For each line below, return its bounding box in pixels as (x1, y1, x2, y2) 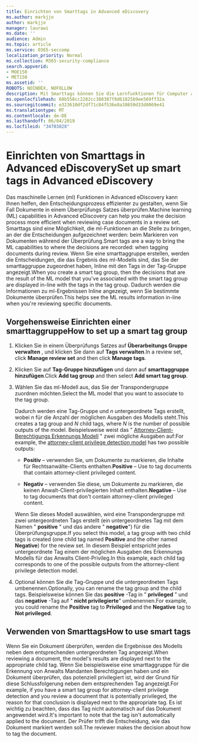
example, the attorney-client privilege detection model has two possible (14, 438, 189, 445)
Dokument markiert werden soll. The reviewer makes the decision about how (6, 724, 192, 731)
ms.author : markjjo (6, 14, 54, 20)
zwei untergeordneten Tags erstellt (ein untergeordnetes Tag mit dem (14, 517, 184, 524)
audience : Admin (6, 36, 46, 42)
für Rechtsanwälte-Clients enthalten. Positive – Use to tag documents (23, 463, 192, 470)
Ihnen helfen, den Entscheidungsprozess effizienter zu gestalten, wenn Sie (6, 200, 188, 207)
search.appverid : (6, 63, 49, 70)
